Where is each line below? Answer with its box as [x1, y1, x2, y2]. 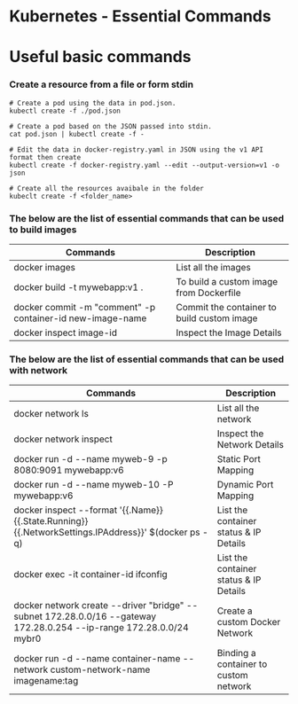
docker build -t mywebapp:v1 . [13, 281, 144, 293]
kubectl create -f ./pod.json [9, 106, 122, 115]
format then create [9, 153, 82, 161]
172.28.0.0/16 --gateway [44, 610, 157, 622]
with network [9, 364, 68, 376]
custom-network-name [50, 663, 151, 676]
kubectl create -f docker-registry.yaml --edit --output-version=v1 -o [9, 160, 279, 169]
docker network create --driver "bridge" [13, 599, 184, 612]
